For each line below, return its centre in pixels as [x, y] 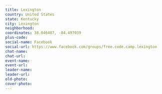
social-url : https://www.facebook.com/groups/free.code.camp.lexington [81, 47]
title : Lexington [23, 10]
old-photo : [16, 79]
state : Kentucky [22, 19]
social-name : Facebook [29, 42]
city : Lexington [22, 24]
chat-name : [16, 51]
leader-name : [19, 70]
